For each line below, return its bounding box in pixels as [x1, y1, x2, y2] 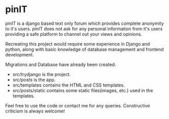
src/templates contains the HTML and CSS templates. [12, 82, 125, 88]
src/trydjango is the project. [12, 71, 71, 77]
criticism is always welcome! [5, 108, 65, 114]
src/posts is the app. [12, 76, 56, 83]
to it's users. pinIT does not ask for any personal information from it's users [5, 25, 163, 31]
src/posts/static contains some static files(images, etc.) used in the [12, 87, 153, 93]
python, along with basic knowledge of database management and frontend [5, 46, 164, 52]
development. [5, 52, 34, 58]
